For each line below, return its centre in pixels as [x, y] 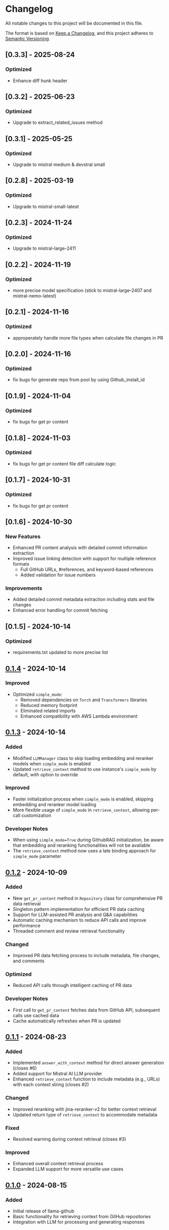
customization [36, 815]
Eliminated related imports [48, 711]
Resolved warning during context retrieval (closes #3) [69, 1139]
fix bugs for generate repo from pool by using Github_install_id [79, 380]
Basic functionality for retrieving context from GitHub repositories [82, 1216]
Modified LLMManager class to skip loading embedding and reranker [83, 758]
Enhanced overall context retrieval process [58, 1164]
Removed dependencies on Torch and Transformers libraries [84, 700]
